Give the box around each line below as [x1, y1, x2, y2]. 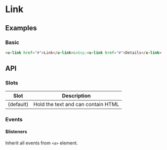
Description [62, 92, 91, 99]
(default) [8, 101, 29, 108]
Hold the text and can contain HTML [33, 101, 119, 108]
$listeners [5, 128, 27, 134]
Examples [5, 24, 37, 32]
